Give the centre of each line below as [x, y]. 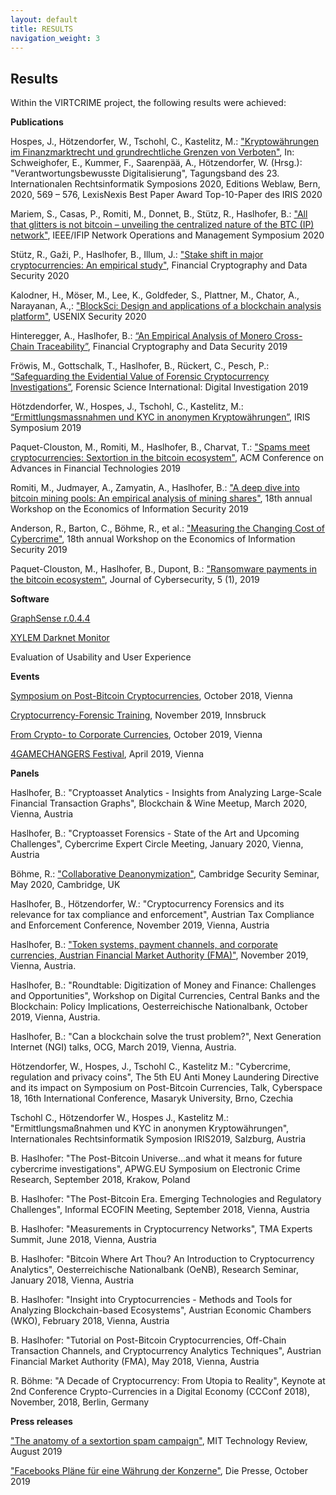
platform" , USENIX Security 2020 [78, 317]
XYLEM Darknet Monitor [60, 638]
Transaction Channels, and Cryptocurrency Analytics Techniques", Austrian [166, 1351]
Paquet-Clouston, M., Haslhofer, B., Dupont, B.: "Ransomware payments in [163, 569]
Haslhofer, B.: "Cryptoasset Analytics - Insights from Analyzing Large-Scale [166, 793]
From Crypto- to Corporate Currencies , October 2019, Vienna [136, 735]
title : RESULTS [42, 29]
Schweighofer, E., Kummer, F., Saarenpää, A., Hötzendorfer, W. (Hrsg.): [156, 163]
